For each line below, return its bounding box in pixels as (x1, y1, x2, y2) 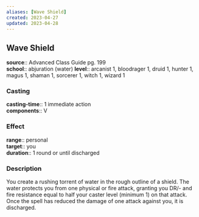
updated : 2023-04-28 (6, 20, 59, 26)
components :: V (6, 107, 47, 114)
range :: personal (6, 136, 48, 143)
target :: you (6, 142, 37, 150)
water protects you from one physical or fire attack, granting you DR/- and (6, 185, 193, 192)
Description (6, 164, 42, 173)
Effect (6, 122, 25, 131)
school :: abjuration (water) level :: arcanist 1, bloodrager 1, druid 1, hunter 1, (6, 65, 194, 73)
